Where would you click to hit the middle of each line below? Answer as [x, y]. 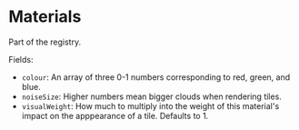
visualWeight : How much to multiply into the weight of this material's [150, 105]
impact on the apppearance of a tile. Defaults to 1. [115, 115]
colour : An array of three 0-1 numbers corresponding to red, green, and [156, 77]
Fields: [21, 59]
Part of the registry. [45, 42]
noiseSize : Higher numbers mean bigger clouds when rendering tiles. [152, 96]
